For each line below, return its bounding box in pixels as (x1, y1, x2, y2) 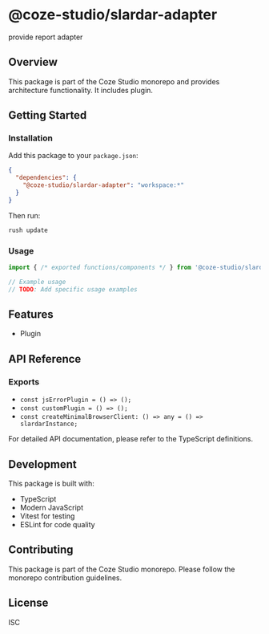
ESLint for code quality (19, 519, 95, 529)
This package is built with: (8, 478, 94, 488)
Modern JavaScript (19, 502, 84, 512)
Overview (8, 55, 58, 69)
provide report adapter (8, 32, 83, 42)
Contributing (8, 543, 74, 557)
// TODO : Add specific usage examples (8, 285, 138, 294)
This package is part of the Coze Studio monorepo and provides (8, 76, 220, 86)
